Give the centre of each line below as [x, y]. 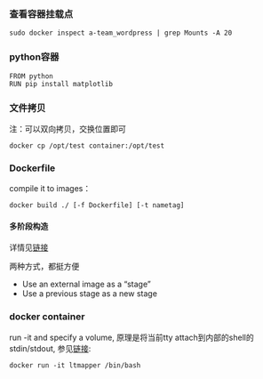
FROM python [31, 76]
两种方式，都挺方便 [44, 266]
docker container [47, 317]
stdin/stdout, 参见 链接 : [50, 348]
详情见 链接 [29, 247]
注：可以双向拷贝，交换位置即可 [68, 129]
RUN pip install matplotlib [61, 84]
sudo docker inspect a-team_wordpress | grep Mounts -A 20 [121, 33]
